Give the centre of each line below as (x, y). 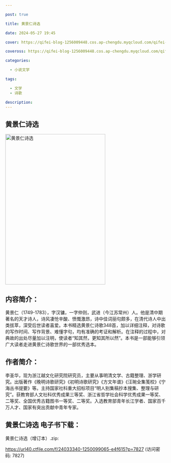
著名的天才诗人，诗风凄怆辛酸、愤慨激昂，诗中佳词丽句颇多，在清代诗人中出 (85, 319)
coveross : (16, 52)
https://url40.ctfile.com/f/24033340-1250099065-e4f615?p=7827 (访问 (81, 449)
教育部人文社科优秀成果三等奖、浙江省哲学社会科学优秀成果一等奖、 (92, 395)
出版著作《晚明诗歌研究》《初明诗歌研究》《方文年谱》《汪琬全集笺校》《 (88, 382)
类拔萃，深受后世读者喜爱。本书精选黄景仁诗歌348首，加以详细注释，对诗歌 (85, 325)
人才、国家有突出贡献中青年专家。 (45, 407)
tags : (11, 79)
